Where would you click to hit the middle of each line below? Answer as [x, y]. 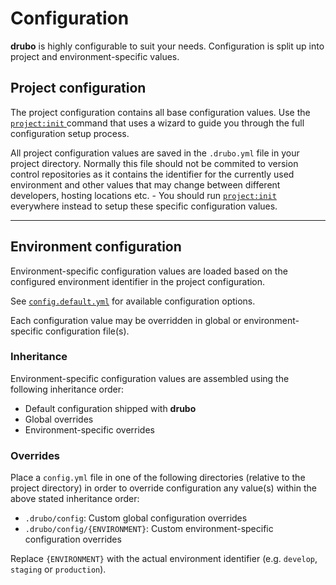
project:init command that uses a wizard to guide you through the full [157, 123]
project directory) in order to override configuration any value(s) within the [163, 488]
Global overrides [59, 419]
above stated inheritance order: [75, 499]
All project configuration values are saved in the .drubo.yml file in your [155, 153]
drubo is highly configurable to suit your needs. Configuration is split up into [167, 46]
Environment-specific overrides [89, 429]
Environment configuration [96, 247]
